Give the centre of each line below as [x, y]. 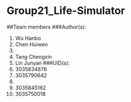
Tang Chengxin [33, 57]
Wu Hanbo [28, 38]
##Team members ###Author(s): [46, 27]
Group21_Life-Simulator [66, 11]
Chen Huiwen [32, 44]
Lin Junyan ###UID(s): [42, 63]
